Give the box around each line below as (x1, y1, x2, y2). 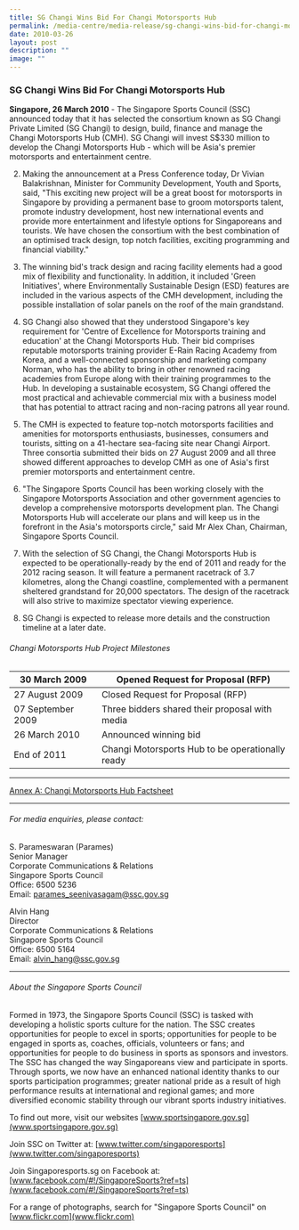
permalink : (9, 21, 50, 30)
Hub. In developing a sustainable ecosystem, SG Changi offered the (21, 383, 271, 394)
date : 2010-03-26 (9, 29, 74, 38)
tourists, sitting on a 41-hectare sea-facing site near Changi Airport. (21, 438, 271, 449)
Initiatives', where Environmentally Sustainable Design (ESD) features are (21, 281, 290, 291)
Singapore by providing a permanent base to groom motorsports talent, (21, 197, 284, 208)
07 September (13, 703, 75, 715)
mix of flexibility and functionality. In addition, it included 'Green (21, 271, 256, 281)
